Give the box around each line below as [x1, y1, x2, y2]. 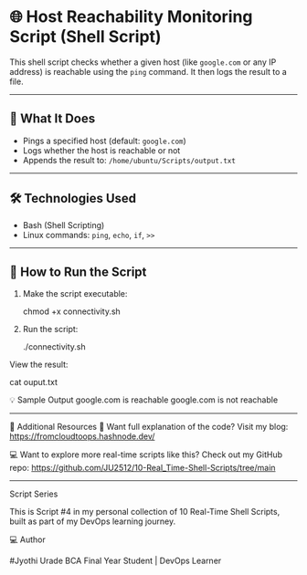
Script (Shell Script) [9, 26, 162, 47]
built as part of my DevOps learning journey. [9, 516, 176, 527]
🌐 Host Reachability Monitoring [9, 6, 253, 27]
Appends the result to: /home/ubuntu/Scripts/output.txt [22, 154, 236, 165]
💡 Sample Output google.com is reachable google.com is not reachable [9, 394, 279, 405]
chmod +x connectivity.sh [22, 306, 121, 317]
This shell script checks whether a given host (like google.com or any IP [9, 57, 277, 68]
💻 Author [9, 534, 46, 545]
